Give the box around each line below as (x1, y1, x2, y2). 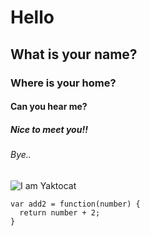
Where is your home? (10, 76, 117, 90)
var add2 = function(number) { (10, 199, 141, 209)
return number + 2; (19, 207, 101, 218)
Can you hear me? (10, 101, 88, 113)
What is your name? (10, 46, 138, 63)
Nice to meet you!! (10, 123, 88, 135)
